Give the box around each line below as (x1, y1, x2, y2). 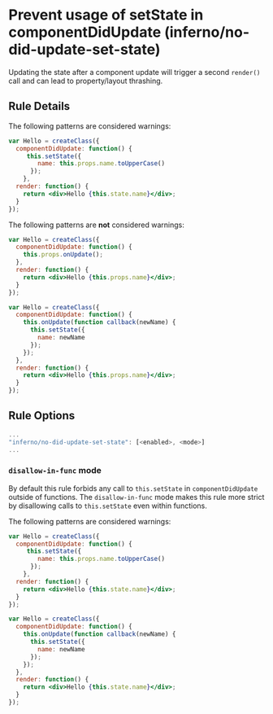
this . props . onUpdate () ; (23, 251, 104, 259)
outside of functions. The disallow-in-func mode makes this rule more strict (8, 492, 265, 502)
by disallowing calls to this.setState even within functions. (8, 501, 207, 510)
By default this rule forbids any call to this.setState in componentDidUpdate (8, 483, 258, 493)
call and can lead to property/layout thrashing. (8, 76, 163, 85)
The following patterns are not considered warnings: (8, 220, 185, 230)
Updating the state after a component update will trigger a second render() (8, 67, 261, 77)
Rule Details (8, 99, 71, 113)
